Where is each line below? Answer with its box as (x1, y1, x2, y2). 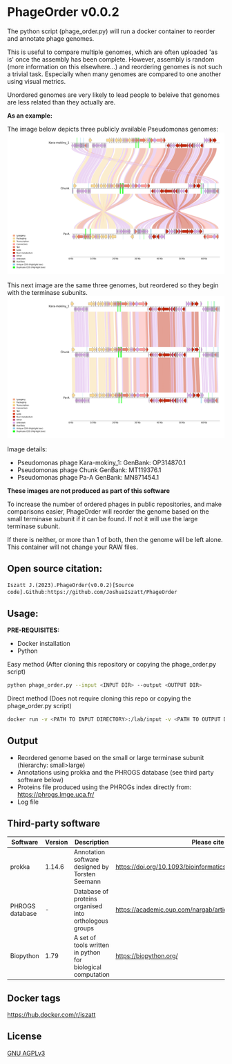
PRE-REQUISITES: (7, 626, 60, 634)
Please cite (191, 838, 224, 847)
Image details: (7, 444, 48, 453)
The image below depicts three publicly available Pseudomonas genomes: (7, 125, 219, 133)
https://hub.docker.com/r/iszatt (7, 1011, 96, 1019)
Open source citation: (7, 562, 102, 575)
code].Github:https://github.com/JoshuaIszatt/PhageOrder (7, 589, 177, 596)
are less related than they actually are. (7, 98, 116, 106)
